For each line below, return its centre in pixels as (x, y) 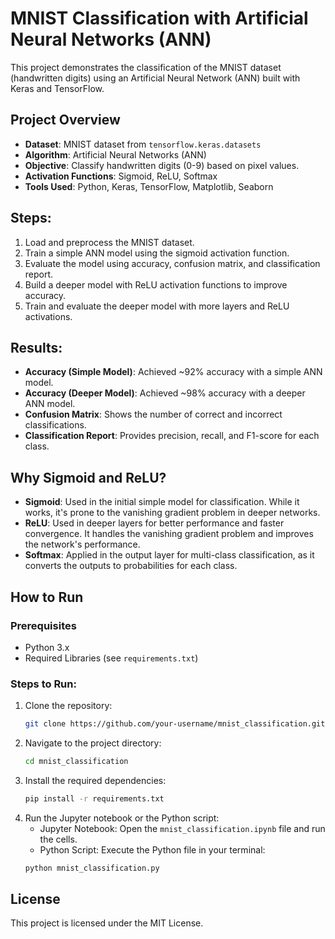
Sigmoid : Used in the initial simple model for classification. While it (162, 502)
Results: (36, 347)
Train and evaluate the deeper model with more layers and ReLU (157, 306)
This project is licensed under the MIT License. (107, 923)
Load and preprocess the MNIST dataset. (109, 242)
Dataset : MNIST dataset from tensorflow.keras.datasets (143, 144)
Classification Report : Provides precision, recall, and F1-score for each (172, 436)
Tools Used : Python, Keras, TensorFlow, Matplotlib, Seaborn (149, 186)
